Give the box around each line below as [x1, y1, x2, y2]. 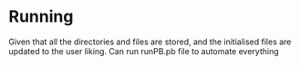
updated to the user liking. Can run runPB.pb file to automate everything [8, 45, 279, 56]
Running [8, 6, 74, 27]
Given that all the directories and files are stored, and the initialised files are [8, 36, 292, 47]
